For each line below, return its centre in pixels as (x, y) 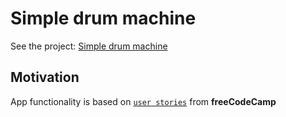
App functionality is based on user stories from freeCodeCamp (143, 101)
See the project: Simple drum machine (89, 46)
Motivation (45, 77)
